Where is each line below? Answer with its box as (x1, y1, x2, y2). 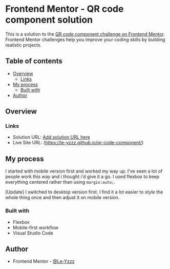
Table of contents (5, 57, 62, 66)
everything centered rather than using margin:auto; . (5, 179, 116, 185)
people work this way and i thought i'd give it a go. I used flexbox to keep (5, 174, 160, 180)
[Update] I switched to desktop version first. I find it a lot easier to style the (5, 189, 163, 195)
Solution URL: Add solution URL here (12, 134, 91, 140)
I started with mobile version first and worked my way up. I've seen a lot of (5, 168, 163, 175)
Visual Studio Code (12, 229, 54, 236)
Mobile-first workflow (12, 224, 59, 230)
